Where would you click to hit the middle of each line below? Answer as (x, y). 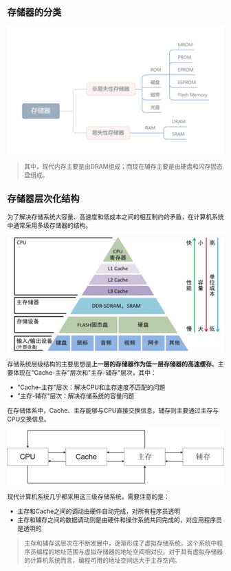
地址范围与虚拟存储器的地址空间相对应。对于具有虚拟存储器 (139, 552)
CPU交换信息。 (29, 419)
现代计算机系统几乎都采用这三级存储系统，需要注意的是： (88, 497)
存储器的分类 (34, 12)
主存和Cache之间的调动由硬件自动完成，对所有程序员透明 (99, 511)
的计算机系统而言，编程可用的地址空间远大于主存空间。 (102, 561)
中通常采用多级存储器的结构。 (49, 225)
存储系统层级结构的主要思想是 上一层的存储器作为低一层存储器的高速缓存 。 (112, 364)
